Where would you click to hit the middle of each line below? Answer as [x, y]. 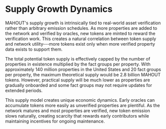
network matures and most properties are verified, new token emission [78, 111]
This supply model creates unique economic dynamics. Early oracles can [80, 100]
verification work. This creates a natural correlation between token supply [81, 39]
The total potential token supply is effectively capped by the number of [78, 59]
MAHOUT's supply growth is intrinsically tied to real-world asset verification [83, 23]
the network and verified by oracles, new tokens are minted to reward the [80, 33]
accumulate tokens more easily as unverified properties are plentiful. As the [83, 105]
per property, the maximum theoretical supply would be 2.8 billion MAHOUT [83, 74]
